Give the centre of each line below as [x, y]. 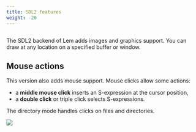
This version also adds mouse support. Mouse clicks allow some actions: [99, 81]
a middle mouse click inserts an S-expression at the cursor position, [102, 93]
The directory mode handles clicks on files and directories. [81, 111]
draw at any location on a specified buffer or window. [73, 47]
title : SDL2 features [34, 12]
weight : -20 [21, 18]
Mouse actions [35, 66]
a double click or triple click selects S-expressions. [80, 99]
